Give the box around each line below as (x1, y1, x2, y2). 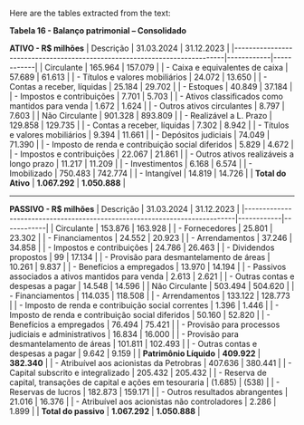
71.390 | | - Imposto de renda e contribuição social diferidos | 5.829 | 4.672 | (9, 140, 294, 150)
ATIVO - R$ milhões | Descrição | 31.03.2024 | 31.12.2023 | (9, 43, 230, 53)
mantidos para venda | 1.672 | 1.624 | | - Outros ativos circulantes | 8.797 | (9, 101, 285, 111)
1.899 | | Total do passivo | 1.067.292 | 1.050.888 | (9, 406, 201, 416)
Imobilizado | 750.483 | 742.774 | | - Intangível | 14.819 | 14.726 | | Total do (9, 168, 287, 179)
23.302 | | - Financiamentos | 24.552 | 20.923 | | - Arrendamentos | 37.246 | (9, 233, 292, 243)
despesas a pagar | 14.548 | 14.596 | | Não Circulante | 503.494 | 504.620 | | (9, 281, 295, 291)
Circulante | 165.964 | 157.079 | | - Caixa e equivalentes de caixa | (44, 63, 289, 72)
